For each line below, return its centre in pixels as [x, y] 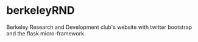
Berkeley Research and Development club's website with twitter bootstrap [99, 27]
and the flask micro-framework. [46, 33]
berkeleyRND [41, 10]
